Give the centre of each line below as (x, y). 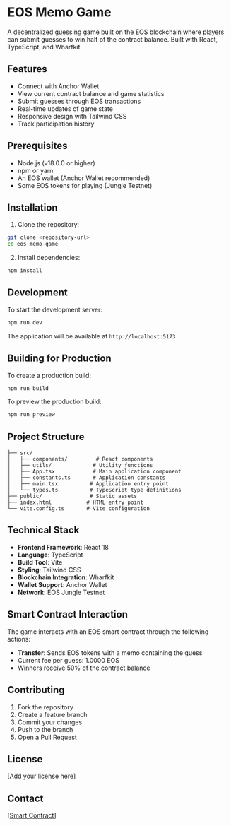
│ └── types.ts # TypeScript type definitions (94, 490)
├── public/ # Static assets (72, 496)
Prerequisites (37, 146)
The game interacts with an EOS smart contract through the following (108, 631)
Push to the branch (45, 729)
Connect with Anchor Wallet (58, 86)
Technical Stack (43, 530)
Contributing (36, 690)
